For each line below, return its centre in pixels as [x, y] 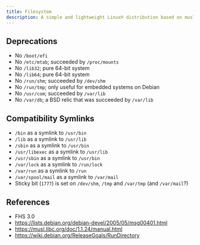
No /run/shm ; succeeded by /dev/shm [60, 81]
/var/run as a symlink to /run [51, 171]
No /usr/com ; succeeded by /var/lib [60, 93]
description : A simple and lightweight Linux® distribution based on [94, 17]
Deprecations [32, 41]
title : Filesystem [29, 12]
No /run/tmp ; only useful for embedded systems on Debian [87, 87]
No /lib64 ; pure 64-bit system [52, 74]
